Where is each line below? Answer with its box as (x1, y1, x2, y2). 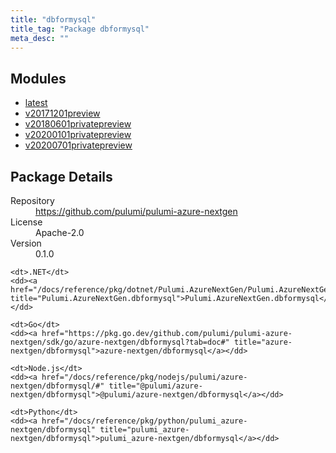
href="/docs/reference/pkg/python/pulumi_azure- (41, 416, 248, 426)
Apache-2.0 (35, 227, 85, 238)
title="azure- (233, 337, 293, 347)
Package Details (10, 168, 113, 185)
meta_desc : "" (10, 33, 70, 43)
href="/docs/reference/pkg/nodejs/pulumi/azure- (41, 372, 248, 382)
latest (24, 97, 48, 109)
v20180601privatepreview (24, 118, 132, 130)
